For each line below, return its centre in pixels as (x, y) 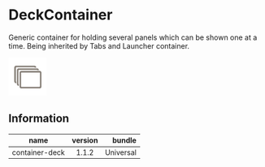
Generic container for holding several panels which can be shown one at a (133, 37)
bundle (124, 140)
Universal (120, 152)
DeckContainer (61, 15)
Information (39, 119)
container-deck (38, 152)
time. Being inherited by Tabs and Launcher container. (99, 45)
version (85, 140)
